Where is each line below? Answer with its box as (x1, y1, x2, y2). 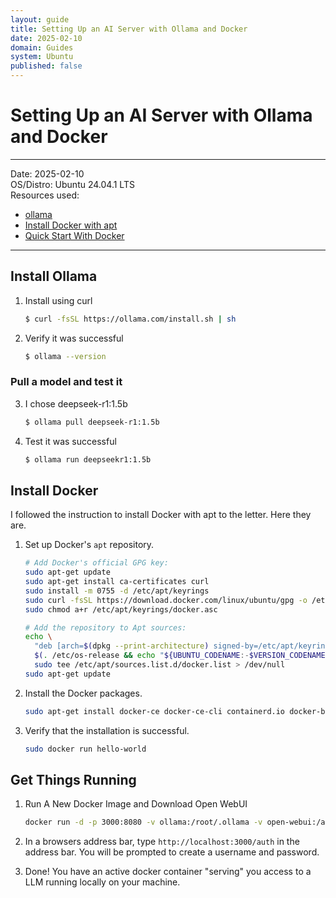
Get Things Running (10, 772, 137, 788)
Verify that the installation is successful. (24, 724, 190, 736)
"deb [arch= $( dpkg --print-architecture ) (34, 641, 210, 651)
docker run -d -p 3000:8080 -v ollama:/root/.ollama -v (24, 817, 263, 828)
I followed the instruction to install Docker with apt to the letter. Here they (10, 509, 312, 521)
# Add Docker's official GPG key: (24, 558, 169, 568)
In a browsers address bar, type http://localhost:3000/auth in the (24, 836, 300, 848)
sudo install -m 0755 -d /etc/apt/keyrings (24, 586, 210, 596)
